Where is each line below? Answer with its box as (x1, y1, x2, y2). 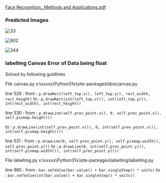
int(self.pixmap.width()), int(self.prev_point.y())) (5, 148, 120, 154)
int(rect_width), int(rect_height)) (5, 101, 81, 106)
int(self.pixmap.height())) (5, 129, 64, 134)
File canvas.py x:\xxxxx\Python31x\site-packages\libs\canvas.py (5, 81, 138, 87)
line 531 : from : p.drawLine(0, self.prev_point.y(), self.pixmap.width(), (5, 138, 161, 144)
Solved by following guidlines (5, 71, 66, 77)
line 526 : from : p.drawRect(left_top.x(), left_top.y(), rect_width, (5, 90, 151, 96)
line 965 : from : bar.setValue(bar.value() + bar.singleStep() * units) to (5, 167, 161, 173)
